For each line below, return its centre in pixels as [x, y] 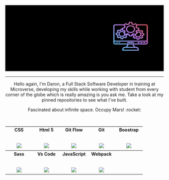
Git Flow [74, 130]
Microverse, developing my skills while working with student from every [84, 89]
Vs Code [47, 154]
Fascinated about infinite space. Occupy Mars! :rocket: [84, 110]
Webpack [102, 154]
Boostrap [129, 130]
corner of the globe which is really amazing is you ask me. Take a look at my [84, 95]
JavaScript [74, 154]
